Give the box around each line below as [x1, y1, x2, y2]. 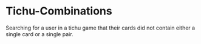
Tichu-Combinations [5, 4, 113, 18]
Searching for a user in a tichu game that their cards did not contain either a [5, 24, 196, 31]
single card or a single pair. [5, 30, 73, 37]
